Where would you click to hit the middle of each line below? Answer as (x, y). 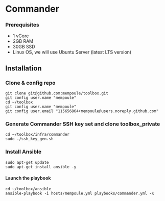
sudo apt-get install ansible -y (41, 167)
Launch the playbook (28, 178)
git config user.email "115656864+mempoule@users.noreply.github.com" (82, 111)
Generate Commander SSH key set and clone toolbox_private (83, 124)
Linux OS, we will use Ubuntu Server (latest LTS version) (72, 52)
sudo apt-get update (27, 162)
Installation (23, 68)
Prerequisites (22, 25)
